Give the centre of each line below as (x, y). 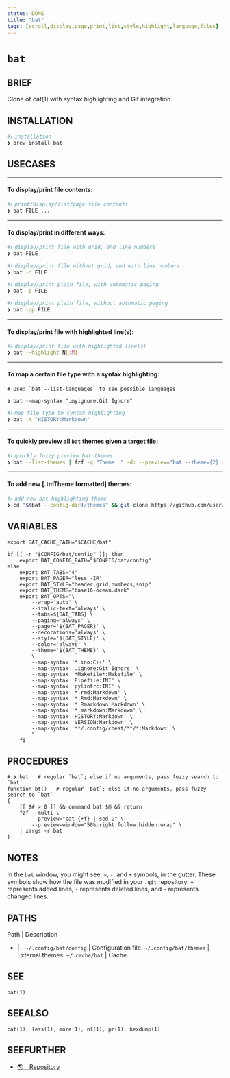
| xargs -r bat (41, 831)
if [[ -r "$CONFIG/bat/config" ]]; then (66, 554)
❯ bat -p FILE (27, 291)
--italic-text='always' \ (69, 608)
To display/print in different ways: (56, 232)
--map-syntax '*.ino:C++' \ (72, 662)
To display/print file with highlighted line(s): (71, 332)
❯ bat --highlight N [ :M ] (42, 352)
